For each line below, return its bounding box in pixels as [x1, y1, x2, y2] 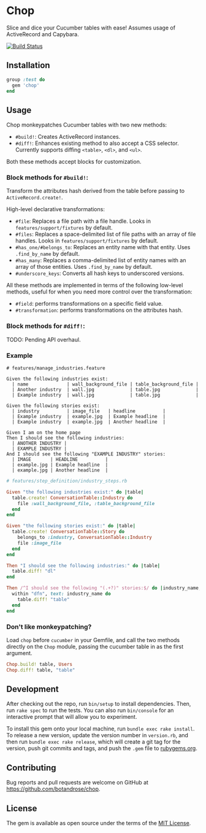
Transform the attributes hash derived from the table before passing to [6, 187, 185, 195]
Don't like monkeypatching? [6, 622, 92, 631]
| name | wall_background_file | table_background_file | [12, 381, 199, 387]
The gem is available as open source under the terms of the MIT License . [6, 819, 191, 827]
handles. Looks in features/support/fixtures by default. [15, 237, 159, 244]
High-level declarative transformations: [6, 206, 105, 213]
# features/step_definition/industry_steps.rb [6, 478, 128, 484]
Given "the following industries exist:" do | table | [6, 489, 144, 495]
